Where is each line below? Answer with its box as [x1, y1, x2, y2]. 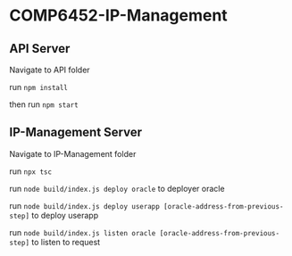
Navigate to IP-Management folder [9, 148, 137, 159]
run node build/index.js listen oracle [9, 227, 156, 237]
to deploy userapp [30, 210, 99, 220]
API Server [9, 41, 71, 56]
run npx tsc [9, 166, 52, 177]
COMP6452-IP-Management [9, 5, 228, 26]
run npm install [9, 82, 69, 92]
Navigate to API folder [9, 64, 91, 75]
